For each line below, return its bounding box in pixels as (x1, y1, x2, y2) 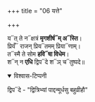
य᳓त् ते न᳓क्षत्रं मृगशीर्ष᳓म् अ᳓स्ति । (7, 34, 82, 42)
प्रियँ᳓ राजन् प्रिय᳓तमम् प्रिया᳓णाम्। (7, 42, 81, 50)
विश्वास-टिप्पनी (13, 72, 47, 80)
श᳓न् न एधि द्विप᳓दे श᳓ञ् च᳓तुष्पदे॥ (7, 58, 85, 66)
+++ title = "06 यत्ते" (7, 7, 63, 15)
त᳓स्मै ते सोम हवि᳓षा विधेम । (7, 50, 70, 58)
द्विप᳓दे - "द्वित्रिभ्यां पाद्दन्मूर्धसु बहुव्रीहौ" (7, 86, 88, 94)
